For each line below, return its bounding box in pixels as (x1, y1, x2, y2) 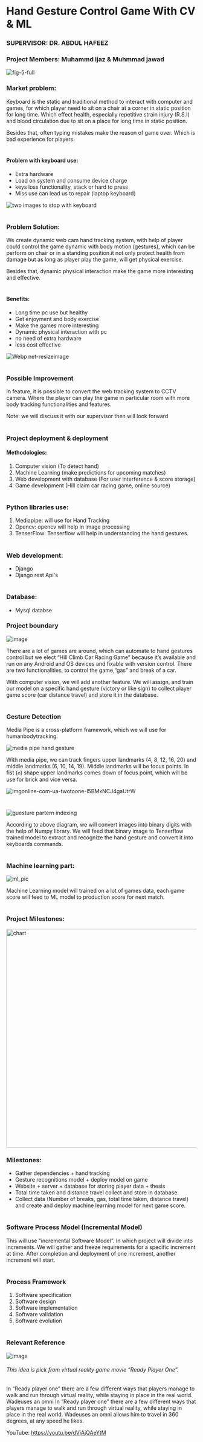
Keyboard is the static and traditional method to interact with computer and (6, 98, 193, 105)
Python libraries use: (6, 503, 69, 511)
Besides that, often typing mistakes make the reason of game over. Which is (6, 129, 196, 136)
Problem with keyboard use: (6, 157, 79, 164)
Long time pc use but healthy (14, 308, 88, 316)
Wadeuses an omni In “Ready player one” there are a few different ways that (6, 1398, 196, 1405)
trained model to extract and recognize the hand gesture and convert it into (6, 833, 193, 841)
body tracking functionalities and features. (6, 401, 112, 408)
